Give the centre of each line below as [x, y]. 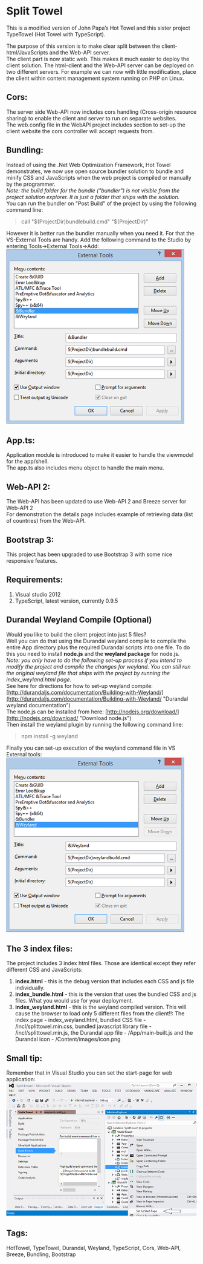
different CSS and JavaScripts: [44, 970]
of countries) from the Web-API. [46, 521]
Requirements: [35, 580]
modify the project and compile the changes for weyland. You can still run [98, 666]
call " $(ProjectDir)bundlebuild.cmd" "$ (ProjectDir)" [85, 221]
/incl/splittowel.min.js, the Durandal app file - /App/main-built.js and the [104, 1033]
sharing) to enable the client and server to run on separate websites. [92, 118]
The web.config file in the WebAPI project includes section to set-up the [96, 125]
